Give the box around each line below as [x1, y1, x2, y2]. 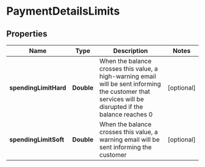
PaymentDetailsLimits [6, 4, 120, 18]
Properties [6, 29, 48, 39]
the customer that [99, 87, 151, 96]
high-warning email [99, 72, 157, 80]
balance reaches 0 [99, 110, 153, 118]
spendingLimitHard [9, 83, 67, 92]
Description [113, 47, 148, 55]
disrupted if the [99, 102, 143, 111]
